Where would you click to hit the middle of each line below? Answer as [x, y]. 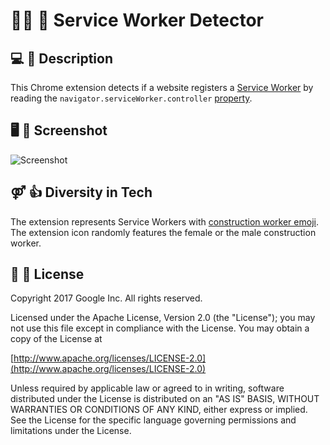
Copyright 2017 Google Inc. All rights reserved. [106, 298]
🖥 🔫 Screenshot [59, 130]
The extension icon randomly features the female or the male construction [163, 232]
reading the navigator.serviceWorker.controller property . [131, 98]
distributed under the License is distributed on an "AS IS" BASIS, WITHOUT [165, 399]
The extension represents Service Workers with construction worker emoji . [164, 221]
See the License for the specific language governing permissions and [153, 420]
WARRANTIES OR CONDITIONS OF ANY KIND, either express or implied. [159, 410]
